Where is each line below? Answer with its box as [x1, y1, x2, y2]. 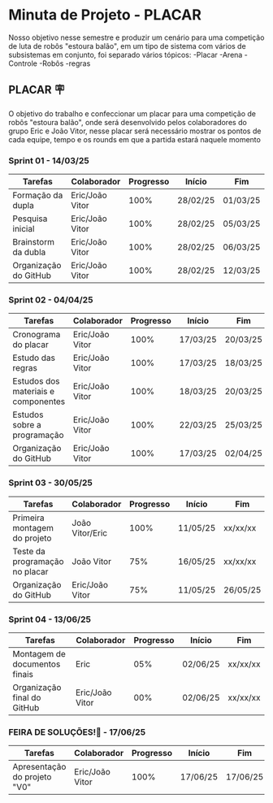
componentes [12, 396, 66, 407]
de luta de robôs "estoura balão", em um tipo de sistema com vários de [8, 41, 246, 50]
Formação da [12, 189, 63, 201]
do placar [12, 339, 49, 350]
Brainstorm [12, 237, 55, 248]
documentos [12, 658, 61, 670]
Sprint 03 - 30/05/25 [8, 477, 93, 488]
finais [12, 668, 34, 679]
